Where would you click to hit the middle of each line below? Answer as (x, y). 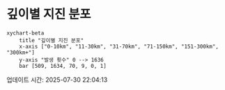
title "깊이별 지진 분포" (52, 40)
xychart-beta (25, 33)
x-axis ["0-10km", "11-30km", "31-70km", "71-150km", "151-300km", (119, 46)
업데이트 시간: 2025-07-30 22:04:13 (57, 80)
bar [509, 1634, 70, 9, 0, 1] (63, 66)
